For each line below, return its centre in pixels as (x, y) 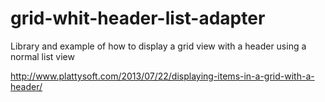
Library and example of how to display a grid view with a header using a (158, 46)
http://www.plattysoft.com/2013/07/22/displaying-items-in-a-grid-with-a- (162, 76)
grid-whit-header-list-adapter (138, 18)
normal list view (42, 56)
